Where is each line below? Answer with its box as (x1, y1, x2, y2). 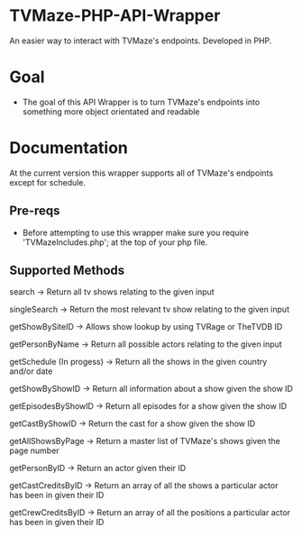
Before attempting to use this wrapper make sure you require (22, 227, 250, 238)
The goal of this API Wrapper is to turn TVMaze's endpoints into (22, 96, 261, 107)
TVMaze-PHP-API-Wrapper (9, 5, 221, 26)
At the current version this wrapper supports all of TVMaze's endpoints (9, 168, 273, 178)
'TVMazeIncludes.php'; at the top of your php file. (22, 236, 208, 248)
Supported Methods (9, 263, 125, 278)
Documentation (9, 138, 129, 159)
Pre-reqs (9, 204, 60, 219)
